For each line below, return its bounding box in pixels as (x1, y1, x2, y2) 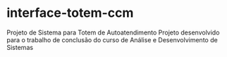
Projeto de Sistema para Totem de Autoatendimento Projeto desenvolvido (6, 28, 220, 37)
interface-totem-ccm (6, 5, 134, 21)
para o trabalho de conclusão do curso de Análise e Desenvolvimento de (6, 35, 218, 44)
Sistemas (6, 43, 33, 51)
